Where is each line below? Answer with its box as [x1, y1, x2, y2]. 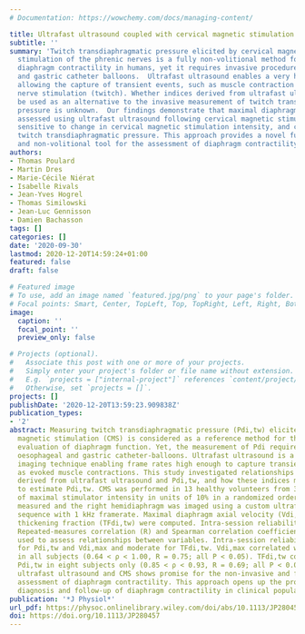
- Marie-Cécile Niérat [9, 173, 95, 183]
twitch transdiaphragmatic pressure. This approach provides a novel [17, 131, 286, 141]
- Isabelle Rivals [9, 182, 79, 191]
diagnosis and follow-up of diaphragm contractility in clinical [17, 586, 271, 595]
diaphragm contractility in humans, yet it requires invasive [17, 64, 258, 73]
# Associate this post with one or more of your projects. [9, 358, 246, 368]
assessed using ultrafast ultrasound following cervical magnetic [17, 114, 274, 124]
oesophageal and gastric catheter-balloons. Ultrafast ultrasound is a [17, 451, 295, 460]
